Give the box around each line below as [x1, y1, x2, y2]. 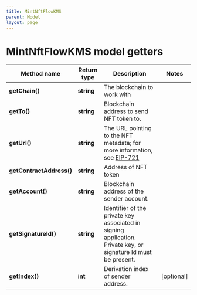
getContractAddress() [9, 167, 72, 175]
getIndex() [9, 272, 39, 280]
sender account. [103, 195, 149, 203]
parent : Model [6, 14, 41, 20]
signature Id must [103, 248, 152, 256]
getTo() [9, 107, 30, 116]
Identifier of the [103, 204, 147, 212]
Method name [20, 70, 60, 78]
